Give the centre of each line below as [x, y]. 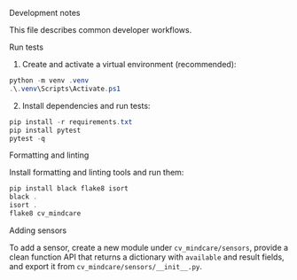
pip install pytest [45, 130]
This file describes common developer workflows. [101, 30]
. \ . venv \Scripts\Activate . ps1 [65, 89]
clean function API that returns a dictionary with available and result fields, [147, 257]
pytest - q [27, 138]
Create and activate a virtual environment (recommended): [129, 64]
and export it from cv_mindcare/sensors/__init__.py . [106, 266]
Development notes [45, 13]
